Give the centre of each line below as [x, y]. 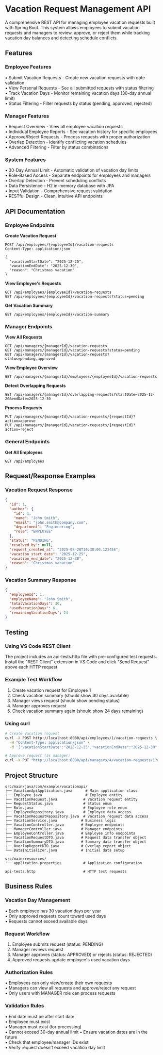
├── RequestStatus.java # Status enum [58, 804]
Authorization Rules [29, 972]
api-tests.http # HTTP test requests [66, 871]
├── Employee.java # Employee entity [64, 795]
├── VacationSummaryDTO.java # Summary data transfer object [76, 842]
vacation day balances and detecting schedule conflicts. [61, 38]
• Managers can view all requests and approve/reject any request [71, 988]
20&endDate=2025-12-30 [28, 399]
